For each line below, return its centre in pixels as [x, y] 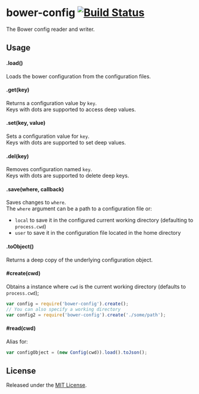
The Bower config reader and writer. [50, 29]
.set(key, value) [26, 123]
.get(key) [18, 90]
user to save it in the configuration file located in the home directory [98, 233]
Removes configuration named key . [49, 169]
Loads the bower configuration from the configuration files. [79, 76]
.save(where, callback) [35, 189]
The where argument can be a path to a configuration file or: [79, 209]
